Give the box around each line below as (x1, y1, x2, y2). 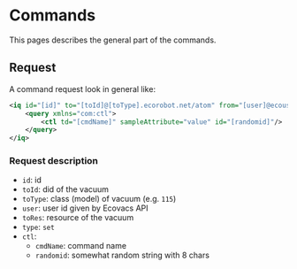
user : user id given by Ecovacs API (21, 203, 148, 213)
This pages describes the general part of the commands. (9, 35, 217, 45)
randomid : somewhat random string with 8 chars (34, 250, 210, 261)
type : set (21, 222, 55, 233)
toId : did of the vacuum (21, 184, 109, 195)
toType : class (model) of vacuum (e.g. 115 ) (21, 194, 177, 204)
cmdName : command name (34, 241, 126, 251)
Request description (9, 155, 99, 167)
